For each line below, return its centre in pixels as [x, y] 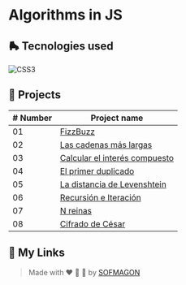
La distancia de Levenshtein [113, 184]
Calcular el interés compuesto [117, 158]
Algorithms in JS [66, 15]
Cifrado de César [93, 223]
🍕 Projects [35, 95]
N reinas [76, 210]
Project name [117, 118]
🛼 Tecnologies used [61, 46]
